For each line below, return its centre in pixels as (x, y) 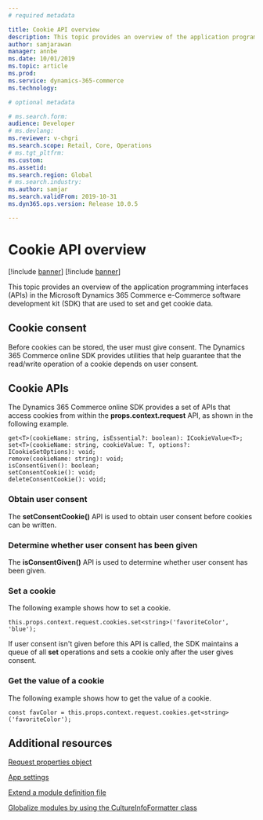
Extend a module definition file (58, 793)
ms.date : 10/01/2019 (42, 59)
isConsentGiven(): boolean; (54, 466)
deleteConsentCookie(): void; (58, 480)
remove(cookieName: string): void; (66, 459)
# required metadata (42, 15)
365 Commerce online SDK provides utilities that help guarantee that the (125, 355)
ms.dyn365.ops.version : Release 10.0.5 (73, 204)
